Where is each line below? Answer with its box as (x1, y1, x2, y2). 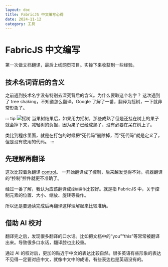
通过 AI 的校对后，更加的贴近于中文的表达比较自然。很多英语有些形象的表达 (5, 250, 161, 256)
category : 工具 (5, 21, 36, 27)
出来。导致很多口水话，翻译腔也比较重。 (5, 239, 89, 245)
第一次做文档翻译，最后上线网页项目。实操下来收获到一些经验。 (5, 62, 137, 68)
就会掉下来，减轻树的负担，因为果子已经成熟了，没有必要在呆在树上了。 (5, 122, 154, 128)
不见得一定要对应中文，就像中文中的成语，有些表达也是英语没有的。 (5, 256, 146, 262)
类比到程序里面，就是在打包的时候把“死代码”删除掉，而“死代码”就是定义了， (5, 132, 162, 138)
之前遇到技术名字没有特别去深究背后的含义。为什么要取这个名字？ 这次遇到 (5, 92, 160, 98)
